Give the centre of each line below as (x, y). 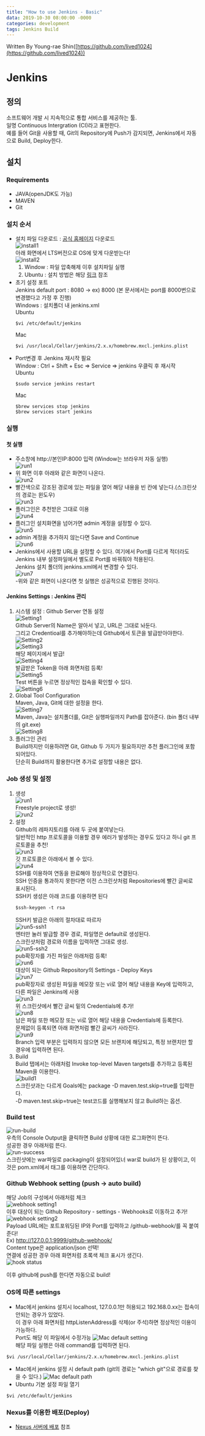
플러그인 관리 (31, 738)
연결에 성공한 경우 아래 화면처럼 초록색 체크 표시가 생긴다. (75, 1255)
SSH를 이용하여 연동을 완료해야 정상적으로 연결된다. (77, 873)
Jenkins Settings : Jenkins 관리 (46, 596)
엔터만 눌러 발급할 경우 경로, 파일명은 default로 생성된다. (83, 934)
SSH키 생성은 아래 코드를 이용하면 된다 (61, 896)
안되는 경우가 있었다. (40, 1314)
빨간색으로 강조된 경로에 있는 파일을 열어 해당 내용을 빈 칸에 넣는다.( (96, 487)
